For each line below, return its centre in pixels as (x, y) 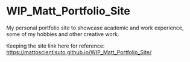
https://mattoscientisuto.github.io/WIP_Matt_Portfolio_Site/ (79, 52)
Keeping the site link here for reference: (55, 46)
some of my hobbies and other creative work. (63, 34)
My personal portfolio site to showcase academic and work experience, (95, 28)
